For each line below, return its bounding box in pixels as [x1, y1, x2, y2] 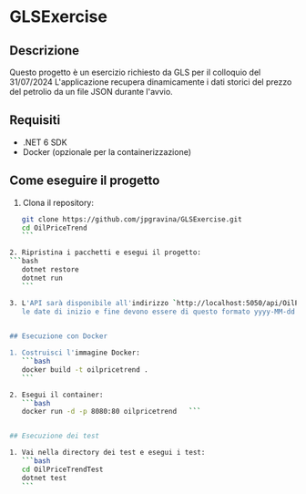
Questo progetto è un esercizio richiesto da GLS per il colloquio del [9, 67, 261, 77]
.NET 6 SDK [22, 137, 67, 148]
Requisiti [9, 112, 61, 129]
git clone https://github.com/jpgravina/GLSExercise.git [21, 214, 243, 224]
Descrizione [9, 43, 80, 58]
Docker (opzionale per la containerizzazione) [22, 146, 192, 157]
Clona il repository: [22, 197, 94, 208]
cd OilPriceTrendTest [21, 465, 104, 474]
